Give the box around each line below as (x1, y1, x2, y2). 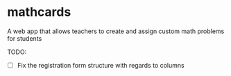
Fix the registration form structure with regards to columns (17, 61, 185, 69)
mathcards (7, 4, 71, 20)
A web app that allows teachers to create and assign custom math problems (7, 27, 225, 35)
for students (7, 34, 42, 42)
